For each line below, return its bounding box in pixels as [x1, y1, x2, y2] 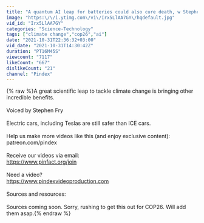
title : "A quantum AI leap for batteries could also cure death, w [6, 8, 181, 15]
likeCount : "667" [6, 59, 50, 65]
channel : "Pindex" [6, 71, 53, 77]
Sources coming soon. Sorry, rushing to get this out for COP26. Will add [6, 204, 186, 211]
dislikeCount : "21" [6, 65, 56, 72]
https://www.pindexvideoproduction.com [6, 178, 109, 185]
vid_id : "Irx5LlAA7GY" [6, 20, 64, 26]
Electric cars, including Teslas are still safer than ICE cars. [6, 119, 151, 127]
